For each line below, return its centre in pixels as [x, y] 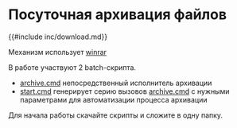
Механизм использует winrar [58, 52]
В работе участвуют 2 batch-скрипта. [72, 67]
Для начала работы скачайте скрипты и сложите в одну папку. [116, 115]
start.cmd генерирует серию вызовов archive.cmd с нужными [124, 91]
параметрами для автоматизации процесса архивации [113, 99]
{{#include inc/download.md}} [58, 37]
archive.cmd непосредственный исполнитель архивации [116, 83]
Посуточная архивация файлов [118, 15]
